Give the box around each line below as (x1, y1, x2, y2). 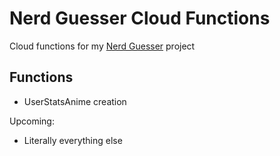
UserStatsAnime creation (23, 95, 127, 107)
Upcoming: (9, 115, 55, 127)
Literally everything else (23, 134, 123, 146)
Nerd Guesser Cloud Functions (9, 7, 271, 30)
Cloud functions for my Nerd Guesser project (9, 40, 196, 52)
